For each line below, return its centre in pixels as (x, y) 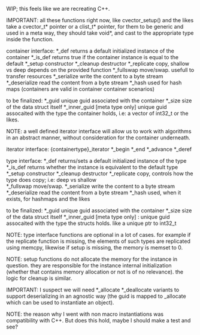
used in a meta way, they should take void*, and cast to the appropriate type (100, 33)
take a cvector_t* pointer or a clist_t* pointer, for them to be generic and (95, 27)
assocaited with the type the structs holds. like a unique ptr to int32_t (91, 223)
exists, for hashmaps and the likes (48, 199)
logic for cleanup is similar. (39, 278)
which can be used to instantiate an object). (60, 302)
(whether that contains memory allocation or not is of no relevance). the (95, 272)
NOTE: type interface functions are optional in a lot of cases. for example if (99, 235)
